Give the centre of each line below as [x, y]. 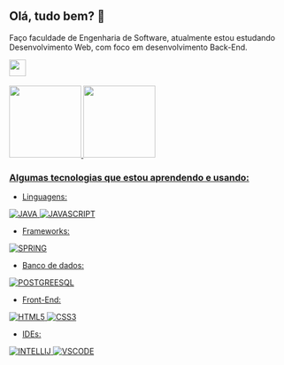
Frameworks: [46, 231]
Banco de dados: [53, 266]
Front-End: [42, 300]
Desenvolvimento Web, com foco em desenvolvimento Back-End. [128, 47]
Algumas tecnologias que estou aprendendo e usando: [129, 177]
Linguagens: [45, 197]
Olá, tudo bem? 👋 [57, 16]
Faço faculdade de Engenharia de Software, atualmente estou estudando [142, 37]
